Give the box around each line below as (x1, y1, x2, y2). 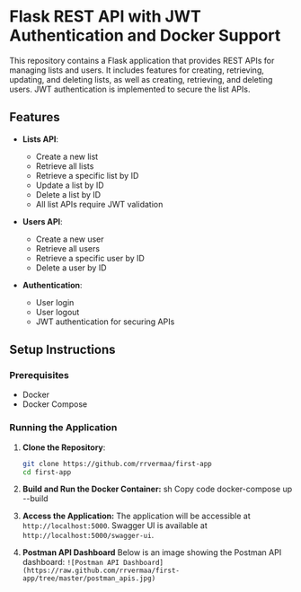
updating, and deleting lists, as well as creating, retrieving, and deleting (9, 74, 273, 84)
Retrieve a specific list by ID (35, 170, 139, 181)
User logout (35, 306, 80, 317)
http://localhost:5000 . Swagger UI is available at (22, 520, 208, 531)
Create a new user (35, 234, 105, 244)
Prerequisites (9, 369, 69, 382)
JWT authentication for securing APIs (35, 316, 175, 327)
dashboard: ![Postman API (22, 557, 120, 568)
